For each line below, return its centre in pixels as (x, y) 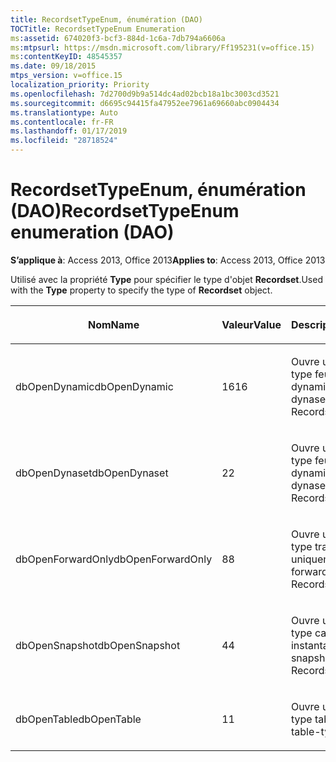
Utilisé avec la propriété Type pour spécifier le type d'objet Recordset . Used (166, 279)
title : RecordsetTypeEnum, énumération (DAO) (106, 19)
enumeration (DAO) (92, 232)
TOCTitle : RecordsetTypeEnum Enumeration (98, 29)
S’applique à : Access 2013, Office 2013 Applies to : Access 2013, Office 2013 (168, 260)
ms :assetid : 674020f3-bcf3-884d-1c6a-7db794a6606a (118, 38)
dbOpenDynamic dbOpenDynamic (94, 386)
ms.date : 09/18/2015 (53, 66)
